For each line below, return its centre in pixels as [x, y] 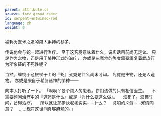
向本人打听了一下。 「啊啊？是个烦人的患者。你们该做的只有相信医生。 [76, 91]
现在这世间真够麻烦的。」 [51, 109]
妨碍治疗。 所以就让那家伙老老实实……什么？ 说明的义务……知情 [81, 103]
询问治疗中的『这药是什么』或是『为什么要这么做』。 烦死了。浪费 [81, 97]
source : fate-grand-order [31, 14]
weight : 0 [15, 28]
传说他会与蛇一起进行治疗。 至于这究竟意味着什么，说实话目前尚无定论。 [78, 52]
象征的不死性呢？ [30, 64]
